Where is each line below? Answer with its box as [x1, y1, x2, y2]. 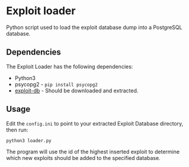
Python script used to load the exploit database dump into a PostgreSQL [6, 24, 182, 31]
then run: [6, 126, 28, 133]
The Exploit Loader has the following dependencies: [6, 63, 133, 70]
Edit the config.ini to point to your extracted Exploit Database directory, [6, 120, 184, 127]
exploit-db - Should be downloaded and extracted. [14, 87, 139, 94]
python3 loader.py [6, 137, 52, 143]
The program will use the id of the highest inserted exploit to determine [6, 148, 180, 155]
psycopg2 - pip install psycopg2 [14, 81, 98, 88]
